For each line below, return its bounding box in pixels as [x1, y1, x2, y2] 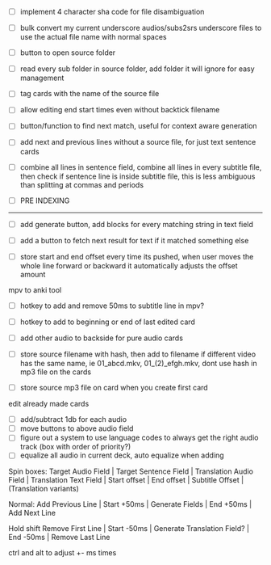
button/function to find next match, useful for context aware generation [19, 121, 257, 131]
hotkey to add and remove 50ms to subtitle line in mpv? [19, 301, 204, 310]
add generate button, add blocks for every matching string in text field [19, 219, 254, 229]
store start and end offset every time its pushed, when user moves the [19, 251, 254, 261]
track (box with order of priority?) [19, 442, 131, 452]
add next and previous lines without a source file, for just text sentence [19, 137, 256, 147]
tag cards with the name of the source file [19, 89, 160, 99]
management [19, 73, 65, 83]
